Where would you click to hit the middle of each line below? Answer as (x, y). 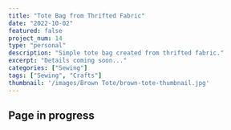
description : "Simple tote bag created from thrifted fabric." (116, 53)
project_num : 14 (35, 38)
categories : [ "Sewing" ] (48, 68)
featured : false (35, 30)
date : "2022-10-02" (41, 23)
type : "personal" (37, 46)
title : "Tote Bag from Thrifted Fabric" (77, 16)
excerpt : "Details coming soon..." (68, 61)
